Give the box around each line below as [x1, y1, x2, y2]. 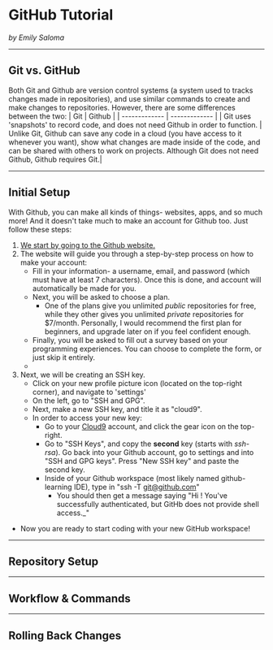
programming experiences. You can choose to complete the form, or [32, 344, 262, 353]
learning [44, 482, 72, 492]
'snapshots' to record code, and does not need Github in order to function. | [8, 119, 262, 129]
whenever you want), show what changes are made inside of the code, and [8, 136, 261, 147]
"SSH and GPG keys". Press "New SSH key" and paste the [44, 456, 240, 466]
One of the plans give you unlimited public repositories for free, [44, 301, 257, 310]
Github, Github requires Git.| [8, 154, 103, 164]
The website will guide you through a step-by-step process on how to [19, 249, 254, 258]
